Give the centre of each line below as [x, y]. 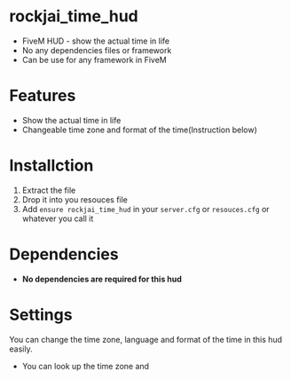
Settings [41, 315]
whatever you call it [58, 218]
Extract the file [49, 190]
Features [43, 96]
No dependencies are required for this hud [102, 279]
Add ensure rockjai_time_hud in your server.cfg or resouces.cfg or [145, 209]
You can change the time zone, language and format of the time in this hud [145, 339]
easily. [21, 349]
